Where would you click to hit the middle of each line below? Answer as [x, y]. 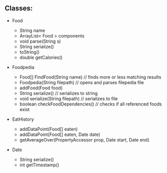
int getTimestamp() [39, 165]
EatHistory [23, 119]
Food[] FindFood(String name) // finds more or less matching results [90, 77]
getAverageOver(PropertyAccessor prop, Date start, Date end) [85, 140]
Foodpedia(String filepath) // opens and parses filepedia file [82, 82]
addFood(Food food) [41, 88]
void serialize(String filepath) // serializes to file [69, 98]
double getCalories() [41, 57]
